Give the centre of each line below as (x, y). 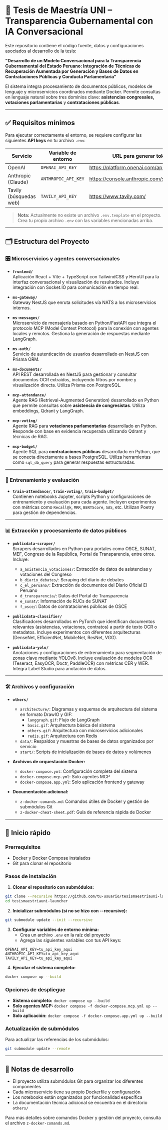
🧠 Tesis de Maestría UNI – (59, 10)
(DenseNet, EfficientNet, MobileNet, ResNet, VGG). (65, 638)
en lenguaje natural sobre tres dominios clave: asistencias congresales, (80, 97)
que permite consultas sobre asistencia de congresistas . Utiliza (79, 405)
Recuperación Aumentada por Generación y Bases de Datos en (72, 71)
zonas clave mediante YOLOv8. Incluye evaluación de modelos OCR (82, 658)
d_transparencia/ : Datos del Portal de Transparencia (74, 596)
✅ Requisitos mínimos (40, 123)
